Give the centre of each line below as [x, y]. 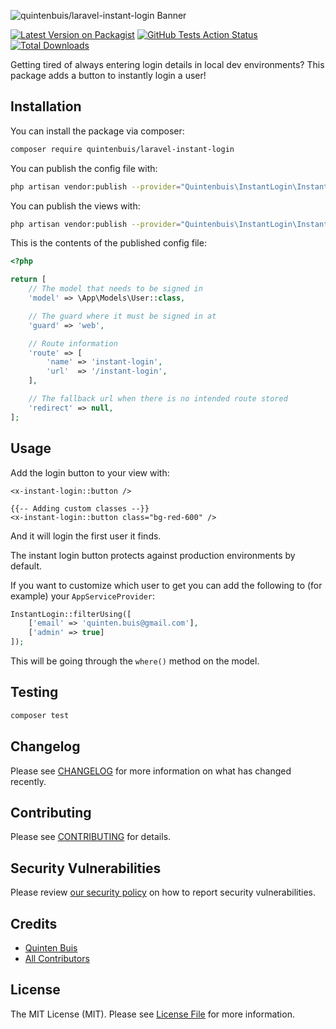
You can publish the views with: [75, 206]
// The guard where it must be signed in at [122, 316]
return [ [28, 280]
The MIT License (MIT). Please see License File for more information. [152, 1014]
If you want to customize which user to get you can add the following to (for [166, 585]
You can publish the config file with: [84, 168]
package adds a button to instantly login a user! [108, 75]
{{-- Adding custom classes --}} [80, 508]
